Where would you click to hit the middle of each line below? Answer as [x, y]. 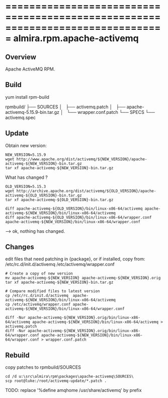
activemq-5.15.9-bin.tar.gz [32, 112]
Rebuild [17, 355]
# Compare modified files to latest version [53, 291]
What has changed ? [26, 177]
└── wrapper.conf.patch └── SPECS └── [111, 112]
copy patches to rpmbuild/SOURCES [43, 367]
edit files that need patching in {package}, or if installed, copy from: [75, 259]
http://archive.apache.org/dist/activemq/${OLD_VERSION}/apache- [86, 191]
